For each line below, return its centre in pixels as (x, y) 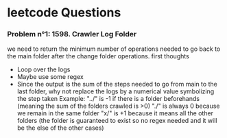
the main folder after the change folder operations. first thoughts (98, 56)
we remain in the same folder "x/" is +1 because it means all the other (115, 113)
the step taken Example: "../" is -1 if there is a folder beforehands (108, 99)
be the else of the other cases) (60, 128)
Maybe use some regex (50, 77)
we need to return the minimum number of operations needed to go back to (114, 49)
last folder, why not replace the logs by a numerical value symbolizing (116, 91)
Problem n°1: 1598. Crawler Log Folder (72, 34)
